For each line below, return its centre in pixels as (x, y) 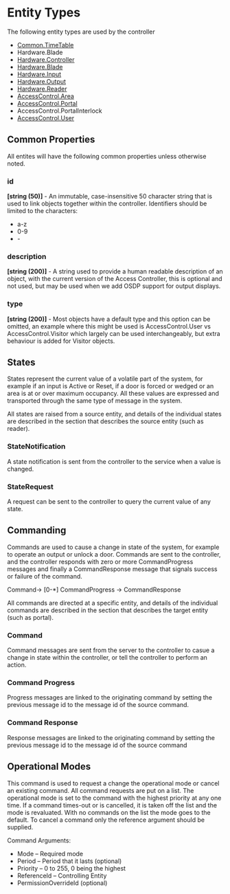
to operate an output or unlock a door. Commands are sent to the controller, (114, 554)
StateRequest (30, 487)
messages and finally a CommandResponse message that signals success (112, 569)
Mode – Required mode (50, 853)
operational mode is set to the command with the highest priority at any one (114, 798)
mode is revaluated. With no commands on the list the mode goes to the (109, 812)
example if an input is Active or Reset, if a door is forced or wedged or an (111, 386)
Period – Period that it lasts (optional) (69, 861)
